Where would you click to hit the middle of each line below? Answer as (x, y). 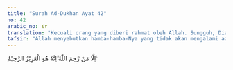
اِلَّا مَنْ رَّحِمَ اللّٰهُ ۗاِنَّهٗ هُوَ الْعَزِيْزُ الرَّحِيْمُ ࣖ (52, 58)
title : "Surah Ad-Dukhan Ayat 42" (57, 13)
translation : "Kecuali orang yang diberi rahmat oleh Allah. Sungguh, (111, 33)
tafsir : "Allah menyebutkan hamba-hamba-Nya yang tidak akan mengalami (113, 39)
